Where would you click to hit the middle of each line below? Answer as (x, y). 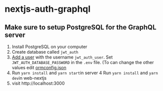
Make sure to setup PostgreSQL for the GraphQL (81, 27)
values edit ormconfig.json (39, 68)
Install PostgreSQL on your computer (50, 47)
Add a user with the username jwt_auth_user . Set (62, 57)
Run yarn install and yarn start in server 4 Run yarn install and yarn (85, 73)
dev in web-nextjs (29, 78)
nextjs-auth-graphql (48, 9)
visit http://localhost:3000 (38, 83)
